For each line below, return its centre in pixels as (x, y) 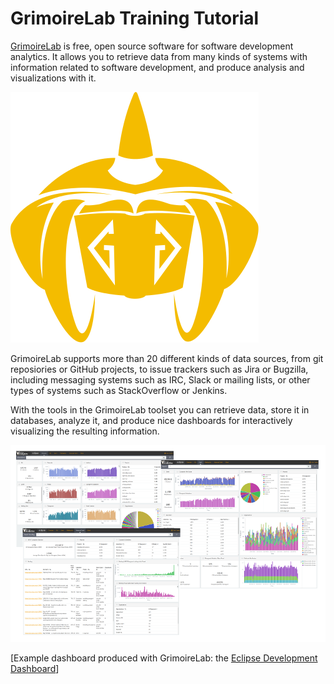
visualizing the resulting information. (85, 431)
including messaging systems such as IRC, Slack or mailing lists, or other (160, 379)
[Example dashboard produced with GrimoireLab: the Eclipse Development (164, 658)
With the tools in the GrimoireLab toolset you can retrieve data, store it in (160, 409)
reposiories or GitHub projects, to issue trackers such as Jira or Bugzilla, (159, 369)
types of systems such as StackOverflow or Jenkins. (119, 390)
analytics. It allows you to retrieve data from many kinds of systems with (159, 56)
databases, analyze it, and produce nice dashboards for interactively (151, 420)
